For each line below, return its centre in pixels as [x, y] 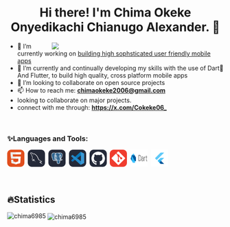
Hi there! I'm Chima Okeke [115, 13]
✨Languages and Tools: [48, 139]
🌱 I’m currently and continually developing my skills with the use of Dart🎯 [120, 68]
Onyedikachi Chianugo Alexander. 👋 [115, 27]
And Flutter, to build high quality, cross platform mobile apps [102, 75]
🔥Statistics [31, 199]
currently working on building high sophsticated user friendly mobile [114, 53]
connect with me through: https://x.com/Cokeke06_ [92, 107]
